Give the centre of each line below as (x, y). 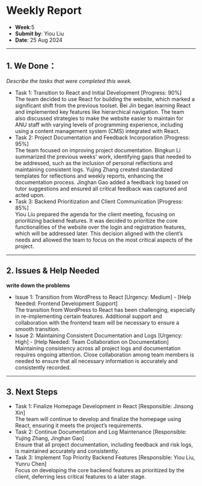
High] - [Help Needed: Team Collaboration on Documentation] (92, 341)
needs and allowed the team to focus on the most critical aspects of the (104, 240)
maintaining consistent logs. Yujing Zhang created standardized (94, 169)
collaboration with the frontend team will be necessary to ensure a (97, 322)
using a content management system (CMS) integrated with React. (97, 131)
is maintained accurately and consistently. (67, 451)
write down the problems (38, 285)
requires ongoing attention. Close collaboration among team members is (104, 354)
